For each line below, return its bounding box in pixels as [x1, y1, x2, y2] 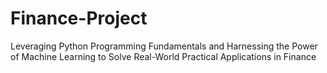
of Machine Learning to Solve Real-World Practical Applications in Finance [10, 50, 317, 62]
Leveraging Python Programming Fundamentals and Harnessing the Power [10, 40, 318, 52]
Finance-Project [10, 7, 148, 30]
